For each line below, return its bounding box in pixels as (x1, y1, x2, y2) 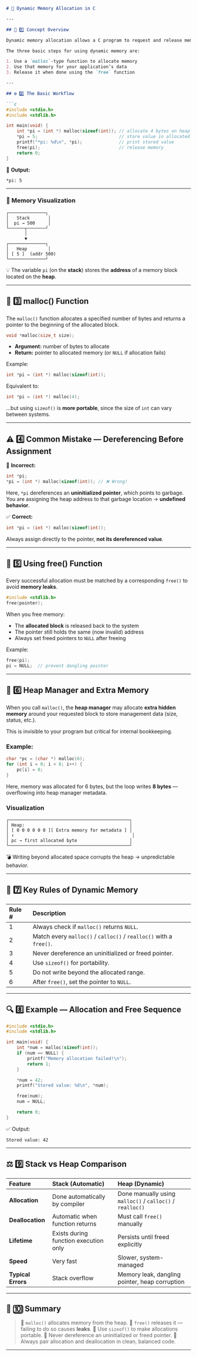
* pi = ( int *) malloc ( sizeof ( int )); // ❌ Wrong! (6, 479, 128, 484)
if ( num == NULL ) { (16, 1050, 64, 1056)
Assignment (6, 446, 52, 456)
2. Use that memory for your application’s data (6, 64, 127, 70)
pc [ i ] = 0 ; (16, 766, 43, 772)
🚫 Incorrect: (6, 462, 36, 469)
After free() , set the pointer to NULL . (32, 978, 131, 986)
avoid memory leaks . (6, 583, 58, 590)
